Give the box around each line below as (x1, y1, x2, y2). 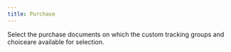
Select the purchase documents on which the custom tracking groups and (7, 30, 225, 38)
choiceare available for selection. (7, 37, 104, 46)
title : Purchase (7, 10, 55, 18)
